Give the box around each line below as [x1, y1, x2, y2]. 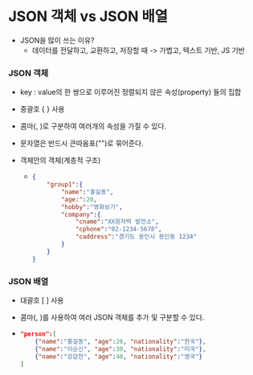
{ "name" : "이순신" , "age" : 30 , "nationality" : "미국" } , [35, 344, 206, 353]
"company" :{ [60, 210, 101, 218]
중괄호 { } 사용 [19, 104, 65, 114]
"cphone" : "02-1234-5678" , [75, 226, 162, 234]
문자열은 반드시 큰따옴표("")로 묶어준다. [19, 138, 144, 149]
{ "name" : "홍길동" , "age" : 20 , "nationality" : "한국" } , [35, 337, 206, 345]
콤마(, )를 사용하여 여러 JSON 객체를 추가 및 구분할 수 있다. [19, 312, 205, 322]
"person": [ [19, 330, 57, 338]
